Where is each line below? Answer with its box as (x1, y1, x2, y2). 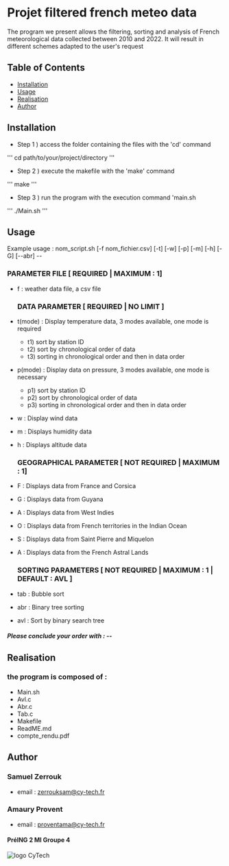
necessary (16, 372, 47, 381)
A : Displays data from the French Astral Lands (16, 549, 149, 557)
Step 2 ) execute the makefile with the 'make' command (16, 167, 175, 175)
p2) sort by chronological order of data (27, 393, 137, 402)
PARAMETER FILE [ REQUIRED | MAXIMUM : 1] (7, 269, 162, 278)
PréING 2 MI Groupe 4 (7, 836, 71, 844)
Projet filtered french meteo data (7, 5, 197, 21)
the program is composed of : (7, 672, 108, 682)
